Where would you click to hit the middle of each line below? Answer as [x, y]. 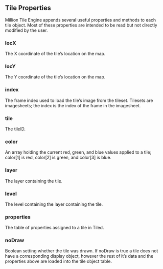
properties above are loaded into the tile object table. [58, 261]
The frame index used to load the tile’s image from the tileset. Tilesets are [79, 100]
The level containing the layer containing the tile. [54, 204]
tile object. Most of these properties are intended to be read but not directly [81, 25]
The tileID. [15, 129]
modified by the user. [26, 30]
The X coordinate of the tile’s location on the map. [55, 54]
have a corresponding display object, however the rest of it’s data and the [79, 256]
